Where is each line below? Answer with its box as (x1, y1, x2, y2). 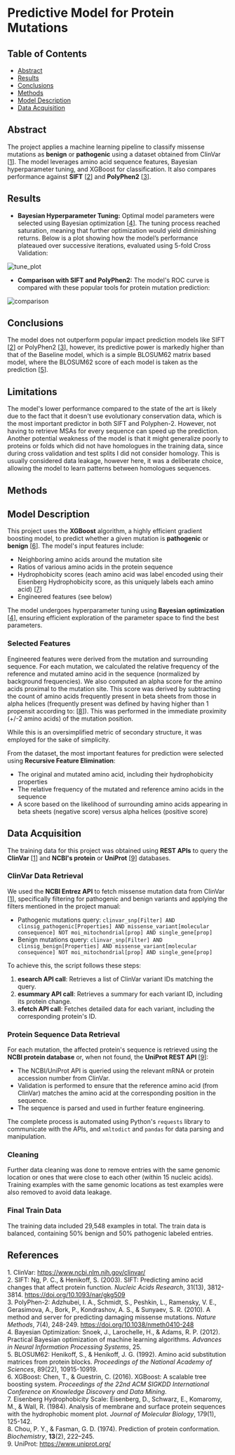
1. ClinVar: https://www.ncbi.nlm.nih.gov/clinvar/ (7, 1268, 146, 1276)
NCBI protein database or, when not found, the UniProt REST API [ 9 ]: (7, 1053, 209, 1061)
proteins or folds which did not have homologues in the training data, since (7, 442, 223, 450)
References (7, 1249, 59, 1261)
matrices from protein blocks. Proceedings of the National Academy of (7, 1357, 213, 1366)
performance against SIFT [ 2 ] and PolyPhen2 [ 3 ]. (7, 172, 152, 180)
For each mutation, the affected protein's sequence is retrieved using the (7, 1045, 218, 1054)
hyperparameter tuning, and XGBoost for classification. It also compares (7, 165, 216, 173)
